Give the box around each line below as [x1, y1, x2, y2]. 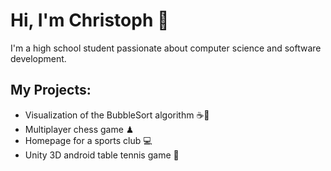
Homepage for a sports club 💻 [24, 134, 153, 146]
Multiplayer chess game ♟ [24, 123, 135, 135]
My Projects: [10, 82, 92, 99]
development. [10, 52, 67, 64]
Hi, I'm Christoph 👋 [10, 9, 170, 32]
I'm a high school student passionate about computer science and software [10, 42, 322, 54]
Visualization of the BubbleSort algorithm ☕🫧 [24, 109, 210, 121]
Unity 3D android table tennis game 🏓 [24, 149, 180, 161]
